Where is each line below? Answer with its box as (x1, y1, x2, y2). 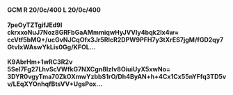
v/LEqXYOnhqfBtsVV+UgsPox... (7, 80, 103, 88)
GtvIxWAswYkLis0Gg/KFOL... (7, 43, 96, 51)
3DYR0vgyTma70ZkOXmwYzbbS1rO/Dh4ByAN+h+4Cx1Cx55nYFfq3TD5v (7, 73, 227, 81)
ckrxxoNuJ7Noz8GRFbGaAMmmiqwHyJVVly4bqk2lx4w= (7, 28, 179, 37)
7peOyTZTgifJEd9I (7, 21, 63, 29)
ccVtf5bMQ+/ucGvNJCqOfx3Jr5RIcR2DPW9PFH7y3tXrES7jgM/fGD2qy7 (7, 35, 224, 44)
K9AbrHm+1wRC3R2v (7, 58, 73, 66)
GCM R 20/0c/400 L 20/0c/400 (7, 6, 101, 14)
